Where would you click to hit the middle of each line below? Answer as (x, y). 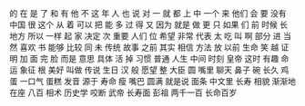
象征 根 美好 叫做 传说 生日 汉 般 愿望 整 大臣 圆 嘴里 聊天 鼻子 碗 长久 (149, 70)
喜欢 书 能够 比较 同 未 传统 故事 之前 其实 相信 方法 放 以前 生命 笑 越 (149, 47)
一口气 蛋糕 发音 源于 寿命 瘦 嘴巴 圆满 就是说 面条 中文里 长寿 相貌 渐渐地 (158, 81)
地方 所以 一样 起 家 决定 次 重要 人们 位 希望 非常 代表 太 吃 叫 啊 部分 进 (145, 36)
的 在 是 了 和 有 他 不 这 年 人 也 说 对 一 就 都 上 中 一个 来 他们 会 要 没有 (148, 13)
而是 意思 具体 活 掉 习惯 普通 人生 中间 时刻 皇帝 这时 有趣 (170, 58)
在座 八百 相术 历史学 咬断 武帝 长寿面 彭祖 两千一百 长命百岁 (123, 92)
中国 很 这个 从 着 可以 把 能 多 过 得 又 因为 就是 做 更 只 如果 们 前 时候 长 (149, 24)
